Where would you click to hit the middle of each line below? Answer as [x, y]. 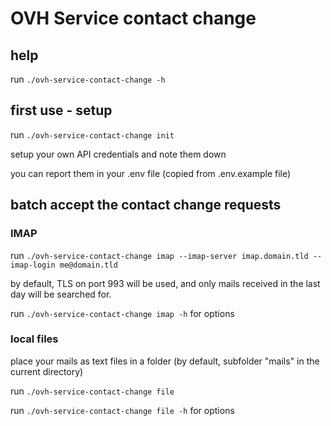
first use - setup [61, 110]
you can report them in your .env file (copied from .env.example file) [151, 173]
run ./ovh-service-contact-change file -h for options [122, 410]
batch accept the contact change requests [146, 205]
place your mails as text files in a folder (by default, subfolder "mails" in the [165, 361]
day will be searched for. [61, 294]
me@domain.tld [88, 265]
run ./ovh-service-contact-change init [92, 134]
